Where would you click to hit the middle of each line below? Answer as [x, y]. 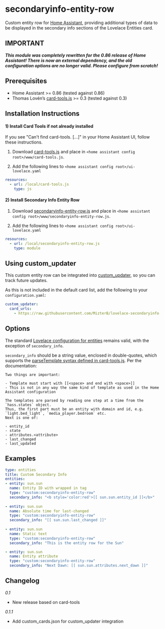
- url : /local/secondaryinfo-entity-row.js [55, 243]
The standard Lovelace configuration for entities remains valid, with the [77, 341]
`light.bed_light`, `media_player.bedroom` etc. [56, 413]
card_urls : [21, 309]
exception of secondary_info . [34, 345]
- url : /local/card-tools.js [39, 185]
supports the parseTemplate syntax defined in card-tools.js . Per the [73, 360]
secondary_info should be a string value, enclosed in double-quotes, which [81, 355]
